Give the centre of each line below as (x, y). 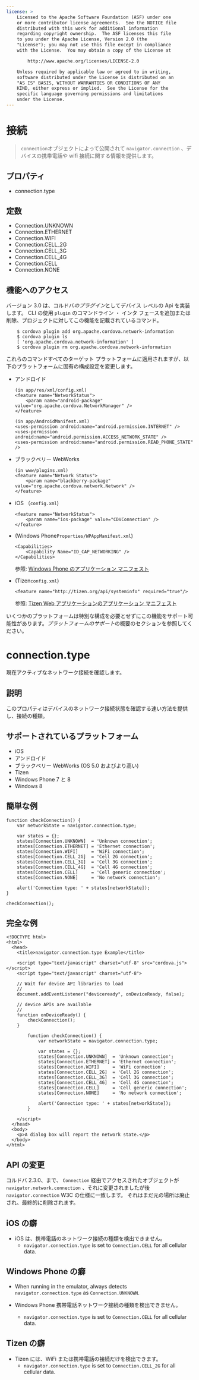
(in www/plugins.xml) (41, 471)
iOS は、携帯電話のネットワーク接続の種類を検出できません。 (90, 1239)
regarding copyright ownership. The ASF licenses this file (94, 34)
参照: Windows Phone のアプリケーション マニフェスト (82, 569)
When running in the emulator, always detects (71, 1286)
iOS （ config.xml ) (37, 503)
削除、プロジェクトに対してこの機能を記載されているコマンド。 (84, 320)
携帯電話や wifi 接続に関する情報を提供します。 (99, 156)
